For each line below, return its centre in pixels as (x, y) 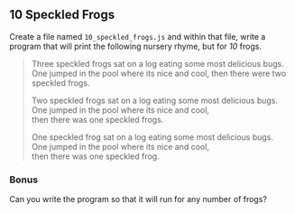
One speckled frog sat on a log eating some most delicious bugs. (152, 137)
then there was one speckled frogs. (97, 119)
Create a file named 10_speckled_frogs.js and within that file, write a (138, 36)
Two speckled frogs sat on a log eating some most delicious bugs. (154, 100)
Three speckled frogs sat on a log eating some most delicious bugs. (157, 63)
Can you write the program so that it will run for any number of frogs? (138, 199)
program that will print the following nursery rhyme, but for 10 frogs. (135, 46)
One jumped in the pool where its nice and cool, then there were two (159, 73)
